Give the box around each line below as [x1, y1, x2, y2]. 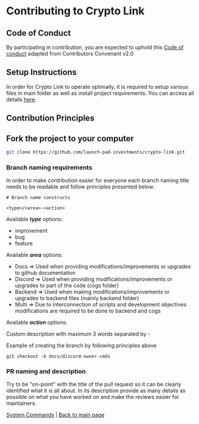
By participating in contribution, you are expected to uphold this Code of [6, 44, 184, 51]
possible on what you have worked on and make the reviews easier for [6, 394, 180, 401]
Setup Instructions [6, 67, 77, 78]
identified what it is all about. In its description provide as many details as [6, 387, 186, 394]
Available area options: [6, 252, 63, 259]
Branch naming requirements [6, 163, 92, 171]
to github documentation [14, 270, 76, 277]
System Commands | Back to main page [6, 411, 105, 419]
